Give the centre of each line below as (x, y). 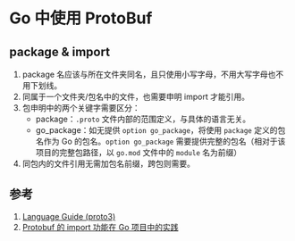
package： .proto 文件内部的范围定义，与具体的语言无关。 (143, 119)
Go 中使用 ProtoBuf (81, 18)
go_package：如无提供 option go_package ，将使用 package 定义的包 (160, 130)
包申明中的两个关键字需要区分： (81, 108)
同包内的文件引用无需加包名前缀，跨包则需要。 (108, 163)
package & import (59, 51)
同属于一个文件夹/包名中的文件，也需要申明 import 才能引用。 (136, 96)
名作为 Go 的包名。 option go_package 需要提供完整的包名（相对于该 (160, 141)
